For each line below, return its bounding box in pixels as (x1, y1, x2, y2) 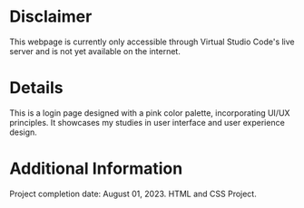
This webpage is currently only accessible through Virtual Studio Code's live (9, 36, 295, 47)
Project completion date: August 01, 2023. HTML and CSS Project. (9, 188, 257, 199)
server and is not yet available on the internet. (9, 45, 181, 56)
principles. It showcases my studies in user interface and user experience (9, 117, 286, 128)
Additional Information (9, 158, 183, 179)
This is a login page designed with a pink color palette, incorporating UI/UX (9, 107, 290, 118)
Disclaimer (9, 6, 93, 27)
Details (9, 78, 64, 99)
